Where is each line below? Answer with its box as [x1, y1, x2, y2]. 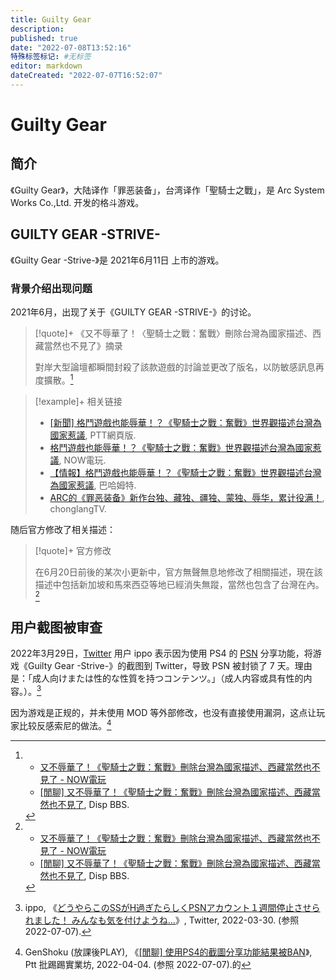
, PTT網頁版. [84, 429, 137, 441]
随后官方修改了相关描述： [10, 523, 116, 535]
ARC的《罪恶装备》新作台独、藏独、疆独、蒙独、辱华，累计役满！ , [49, 491, 325, 503]
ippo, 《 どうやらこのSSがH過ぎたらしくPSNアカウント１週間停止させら [24, 901, 321, 913]
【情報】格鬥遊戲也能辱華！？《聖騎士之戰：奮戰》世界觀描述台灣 [49, 466, 322, 478]
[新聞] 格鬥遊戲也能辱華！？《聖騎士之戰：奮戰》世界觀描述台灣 [49, 416, 313, 428]
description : [10, 24, 65, 34]
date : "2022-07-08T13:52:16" [10, 42, 132, 53]
